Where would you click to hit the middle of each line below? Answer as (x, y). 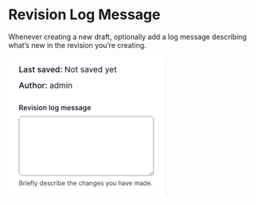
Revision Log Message (84, 15)
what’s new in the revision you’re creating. (77, 45)
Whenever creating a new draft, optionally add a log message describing (127, 37)
